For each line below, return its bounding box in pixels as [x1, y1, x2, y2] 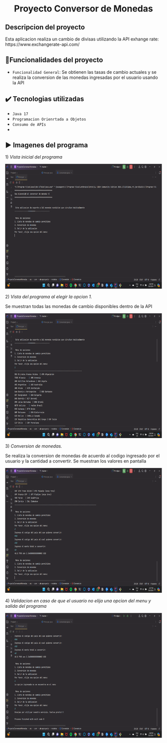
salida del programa [5, 603, 47, 609]
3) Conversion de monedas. [5, 443, 62, 449]
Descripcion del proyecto [5, 23, 85, 31]
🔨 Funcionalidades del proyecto [5, 56, 103, 64]
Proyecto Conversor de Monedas [14, 3, 153, 14]
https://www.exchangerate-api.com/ [5, 41, 80, 47]
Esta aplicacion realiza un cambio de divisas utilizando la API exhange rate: [5, 36, 159, 42]
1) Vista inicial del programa [5, 154, 63, 160]
